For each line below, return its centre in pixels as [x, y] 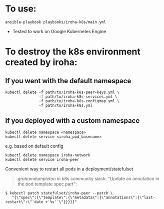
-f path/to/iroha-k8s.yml [66, 105]
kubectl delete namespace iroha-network [48, 155]
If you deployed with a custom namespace [72, 121]
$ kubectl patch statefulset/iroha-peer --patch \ [59, 193]
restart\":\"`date [24, 202]
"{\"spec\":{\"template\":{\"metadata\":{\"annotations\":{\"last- [83, 197]
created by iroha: [41, 62]
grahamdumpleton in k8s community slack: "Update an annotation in [88, 178]
